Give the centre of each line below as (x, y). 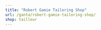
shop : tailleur (21, 19)
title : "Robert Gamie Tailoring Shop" (46, 10)
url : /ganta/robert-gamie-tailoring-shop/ (50, 15)
